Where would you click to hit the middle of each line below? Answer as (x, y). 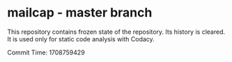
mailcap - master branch (80, 13)
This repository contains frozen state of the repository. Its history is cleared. (116, 32)
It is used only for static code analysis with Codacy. (81, 39)
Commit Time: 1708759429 (46, 52)
